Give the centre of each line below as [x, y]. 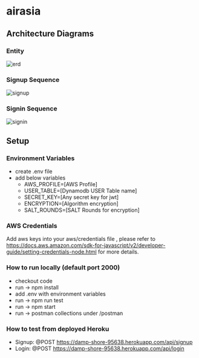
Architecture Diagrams [50, 34]
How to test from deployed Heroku [58, 329]
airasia [24, 11]
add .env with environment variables [60, 294]
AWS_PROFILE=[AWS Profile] [61, 184]
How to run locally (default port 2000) [63, 268]
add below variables [40, 178]
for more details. [118, 252]
